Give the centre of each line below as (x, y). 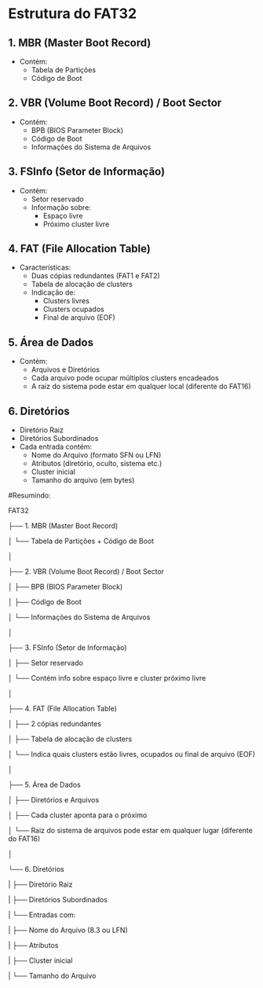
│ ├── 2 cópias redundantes (55, 724)
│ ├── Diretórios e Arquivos (54, 800)
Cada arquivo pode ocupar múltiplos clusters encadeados (125, 378)
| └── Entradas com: (42, 915)
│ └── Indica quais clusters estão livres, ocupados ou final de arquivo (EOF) (132, 755)
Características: (45, 267)
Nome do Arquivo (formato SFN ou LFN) (96, 455)
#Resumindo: (29, 495)
